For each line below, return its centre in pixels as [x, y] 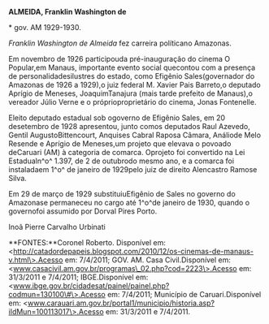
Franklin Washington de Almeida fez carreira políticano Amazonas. [120, 43]
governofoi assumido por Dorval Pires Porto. [83, 211]
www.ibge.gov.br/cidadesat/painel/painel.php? [91, 286]
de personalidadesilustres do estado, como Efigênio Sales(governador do [132, 76]
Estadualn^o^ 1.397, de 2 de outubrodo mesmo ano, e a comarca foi [121, 161]
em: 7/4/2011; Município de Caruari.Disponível [184, 294]
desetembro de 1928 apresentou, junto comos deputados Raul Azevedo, [129, 126]
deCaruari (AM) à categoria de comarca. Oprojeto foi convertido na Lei [127, 152]
